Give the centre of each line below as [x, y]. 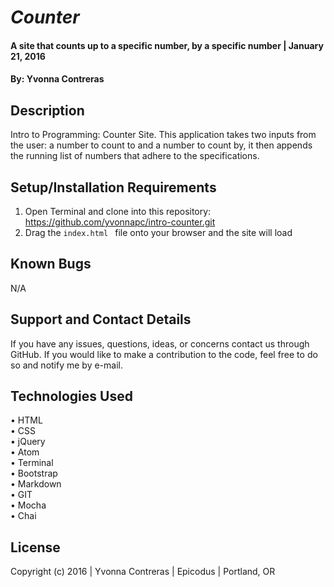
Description [47, 110]
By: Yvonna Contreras [57, 79]
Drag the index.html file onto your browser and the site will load [158, 232]
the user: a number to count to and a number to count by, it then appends [161, 145]
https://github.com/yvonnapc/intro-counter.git [120, 222]
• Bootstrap [34, 473]
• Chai [23, 516]
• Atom [25, 452]
